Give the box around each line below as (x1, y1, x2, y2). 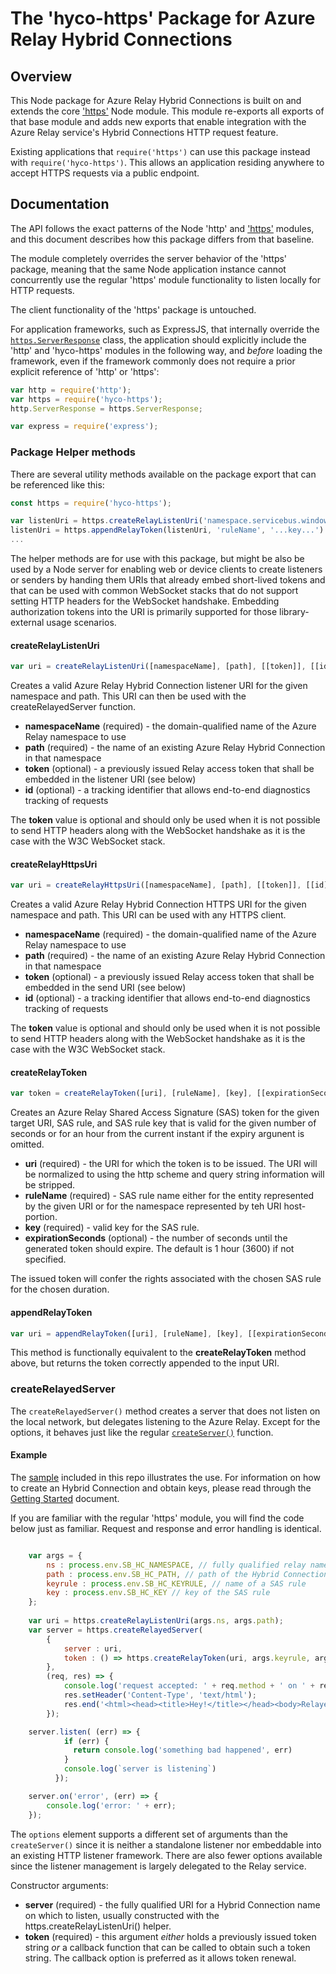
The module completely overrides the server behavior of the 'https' (10, 252, 288, 264)
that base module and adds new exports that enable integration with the (10, 116, 307, 127)
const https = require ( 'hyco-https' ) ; (10, 498, 172, 508)
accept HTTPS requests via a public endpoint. (10, 167, 200, 179)
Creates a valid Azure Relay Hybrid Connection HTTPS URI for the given (10, 898, 307, 911)
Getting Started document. (10, 1492, 120, 1504)
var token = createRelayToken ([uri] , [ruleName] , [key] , (10, 1088, 253, 1099)
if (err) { (63, 1736, 110, 1746)
